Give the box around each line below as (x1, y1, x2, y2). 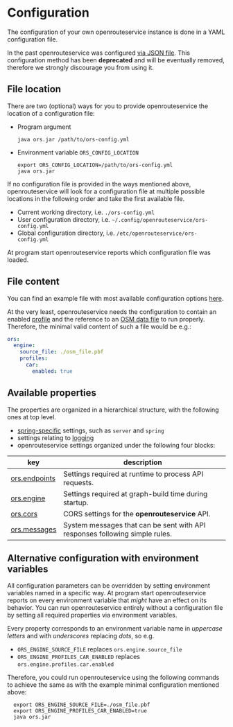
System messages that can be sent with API (63, 520, 206, 529)
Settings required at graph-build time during (63, 489, 208, 498)
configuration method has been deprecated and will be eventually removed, (7, 55, 225, 64)
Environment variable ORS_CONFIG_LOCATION (17, 148, 139, 157)
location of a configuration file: (7, 109, 95, 117)
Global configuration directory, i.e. (17, 229, 116, 237)
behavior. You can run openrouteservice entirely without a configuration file (7, 604, 223, 612)
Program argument (17, 123, 71, 131)
